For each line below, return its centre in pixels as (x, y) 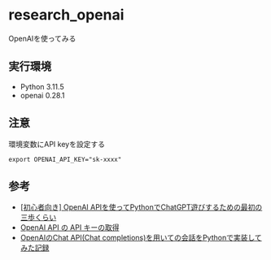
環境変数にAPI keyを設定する (57, 144)
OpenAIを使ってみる (42, 38)
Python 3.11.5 (42, 86)
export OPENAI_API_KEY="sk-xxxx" (65, 159)
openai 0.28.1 (42, 95)
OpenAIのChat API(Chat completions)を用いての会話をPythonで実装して (141, 238)
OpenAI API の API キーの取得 (70, 227)
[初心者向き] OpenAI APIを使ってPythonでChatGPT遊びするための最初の (141, 207)
